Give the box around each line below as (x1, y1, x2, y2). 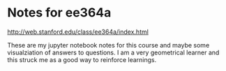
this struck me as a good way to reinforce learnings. (7, 55, 157, 63)
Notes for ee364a (7, 5, 112, 21)
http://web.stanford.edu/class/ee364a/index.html (7, 28, 149, 36)
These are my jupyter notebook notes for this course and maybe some (7, 41, 210, 49)
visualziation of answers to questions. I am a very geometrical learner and (7, 48, 220, 57)
